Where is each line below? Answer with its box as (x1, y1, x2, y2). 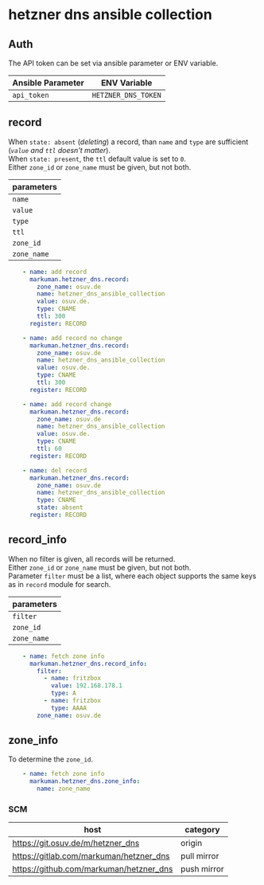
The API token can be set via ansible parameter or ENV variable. (8, 58, 219, 68)
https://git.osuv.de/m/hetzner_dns (12, 838, 140, 849)
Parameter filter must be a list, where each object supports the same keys (8, 571, 257, 581)
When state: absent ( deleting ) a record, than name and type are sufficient (8, 137, 249, 147)
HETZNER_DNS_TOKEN (91, 91, 161, 100)
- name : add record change (22, 400, 112, 408)
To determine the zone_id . (8, 754, 94, 764)
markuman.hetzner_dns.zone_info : (29, 777, 141, 785)
